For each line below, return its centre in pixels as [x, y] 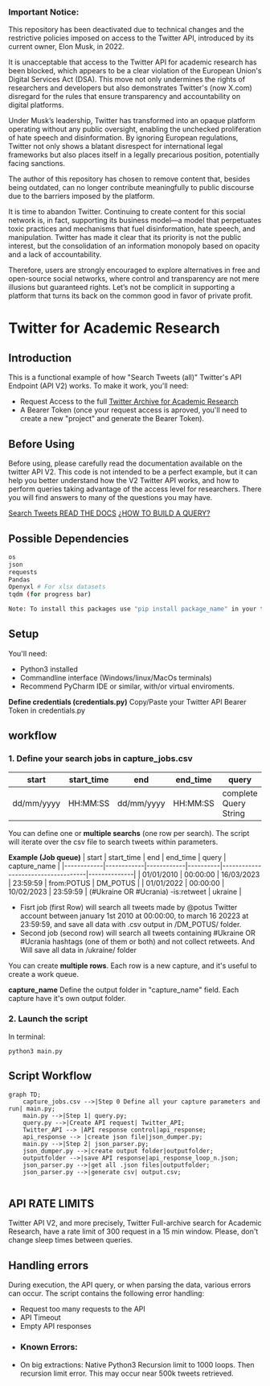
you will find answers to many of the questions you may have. [110, 498]
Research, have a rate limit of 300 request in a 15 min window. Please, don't [133, 1231]
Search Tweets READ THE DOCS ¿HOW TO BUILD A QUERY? [109, 513]
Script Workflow [50, 1076]
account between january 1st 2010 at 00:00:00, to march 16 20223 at [134, 916]
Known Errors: [49, 1347]
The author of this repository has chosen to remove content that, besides [129, 179]
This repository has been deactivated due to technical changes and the [126, 30]
